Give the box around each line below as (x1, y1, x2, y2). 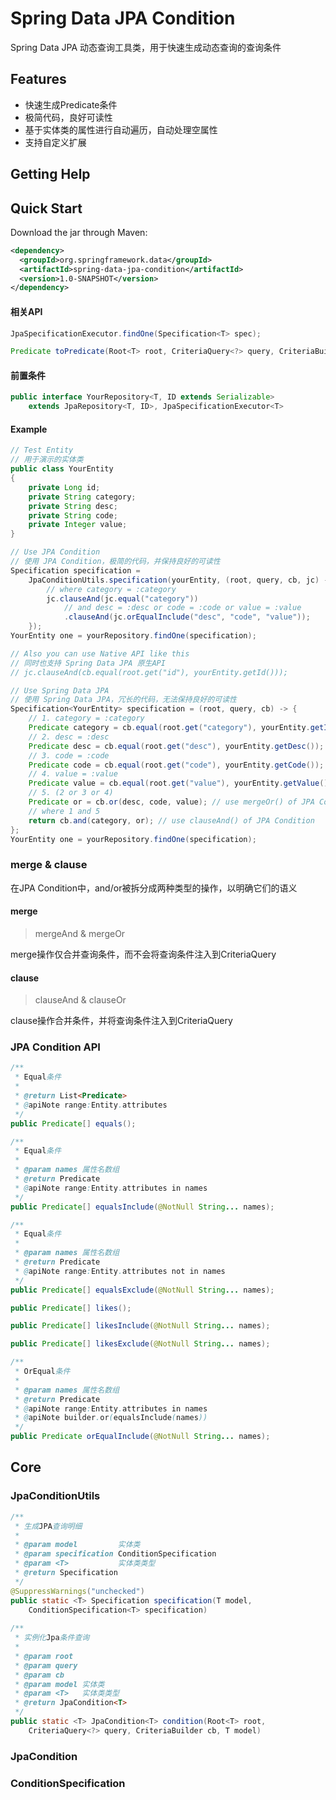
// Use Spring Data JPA (10, 685, 110, 696)
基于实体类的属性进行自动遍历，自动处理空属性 (24, 123, 218, 136)
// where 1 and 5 (28, 806, 101, 816)
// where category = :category (46, 584, 177, 594)
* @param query (14, 1660, 78, 1671)
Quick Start (10, 200, 83, 217)
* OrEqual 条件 (14, 1367, 71, 1377)
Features (10, 71, 67, 88)
